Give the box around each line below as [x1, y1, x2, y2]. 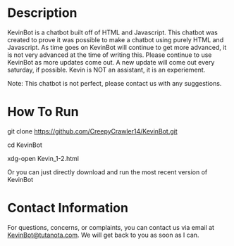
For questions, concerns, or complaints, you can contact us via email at [7, 223, 215, 231]
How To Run [7, 104, 79, 120]
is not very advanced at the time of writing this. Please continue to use [7, 51, 212, 59]
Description [7, 5, 78, 21]
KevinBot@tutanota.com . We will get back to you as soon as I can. [7, 231, 199, 239]
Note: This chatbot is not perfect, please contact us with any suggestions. [7, 79, 222, 87]
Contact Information [7, 200, 129, 216]
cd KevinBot [7, 141, 42, 149]
